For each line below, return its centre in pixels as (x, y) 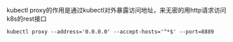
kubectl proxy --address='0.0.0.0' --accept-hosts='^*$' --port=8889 (111, 32)
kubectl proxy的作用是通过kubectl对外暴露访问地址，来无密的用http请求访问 (116, 10)
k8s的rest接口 (27, 19)
